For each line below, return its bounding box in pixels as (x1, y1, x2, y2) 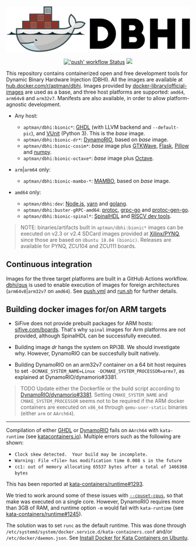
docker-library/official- (132, 82, 187, 89)
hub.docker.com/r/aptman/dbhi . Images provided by (6, 82, 132, 89)
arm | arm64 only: (14, 166, 51, 173)
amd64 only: (14, 189, 41, 196)
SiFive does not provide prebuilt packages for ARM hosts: (14, 320, 153, 327)
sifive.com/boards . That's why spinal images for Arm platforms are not (14, 326, 185, 333)
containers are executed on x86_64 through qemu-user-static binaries (20, 404, 188, 411)
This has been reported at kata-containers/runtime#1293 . (6, 481, 144, 488)
